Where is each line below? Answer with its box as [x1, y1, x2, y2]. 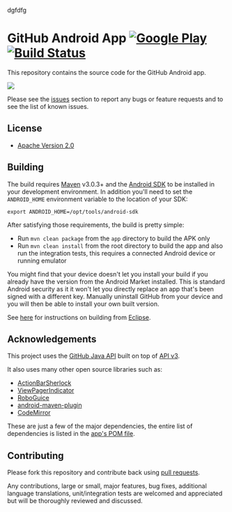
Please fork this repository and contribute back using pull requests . [7, 468, 201, 477]
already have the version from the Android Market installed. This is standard [7, 277, 225, 286]
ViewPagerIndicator [17, 386, 75, 395]
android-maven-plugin [17, 401, 82, 409]
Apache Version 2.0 [17, 141, 75, 149]
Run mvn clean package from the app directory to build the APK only [17, 234, 210, 242]
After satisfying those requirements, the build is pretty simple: [7, 220, 185, 229]
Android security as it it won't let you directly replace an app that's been [7, 284, 215, 293]
